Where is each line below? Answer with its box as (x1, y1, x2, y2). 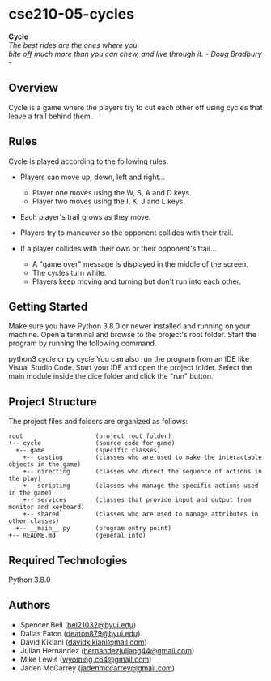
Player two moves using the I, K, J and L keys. (32, 196, 186, 206)
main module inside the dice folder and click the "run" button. (8, 371, 214, 381)
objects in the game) (8, 460, 82, 469)
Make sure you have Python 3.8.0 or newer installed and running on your (8, 321, 251, 331)
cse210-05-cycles (8, 5, 135, 24)
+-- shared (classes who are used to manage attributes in (23, 510, 259, 519)
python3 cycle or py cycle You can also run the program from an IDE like (8, 354, 250, 364)
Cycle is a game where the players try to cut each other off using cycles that (8, 102, 263, 112)
